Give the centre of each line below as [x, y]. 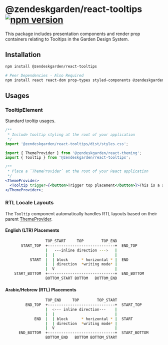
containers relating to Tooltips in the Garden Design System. [67, 39]
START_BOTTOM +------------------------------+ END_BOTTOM [79, 274]
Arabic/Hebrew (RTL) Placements [41, 289]
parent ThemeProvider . [29, 219]
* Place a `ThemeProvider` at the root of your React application [78, 171]
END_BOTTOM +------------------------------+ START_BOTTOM [83, 333]
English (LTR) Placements [32, 230]
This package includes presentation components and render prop [73, 34]
